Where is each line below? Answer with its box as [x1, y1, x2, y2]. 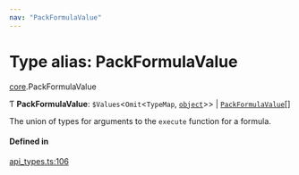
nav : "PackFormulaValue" [9, 12, 102, 22]
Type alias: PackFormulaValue [9, 51, 238, 71]
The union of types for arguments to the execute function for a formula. [9, 115, 271, 126]
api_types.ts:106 [9, 155, 70, 166]
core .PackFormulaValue [9, 81, 97, 92]
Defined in [9, 136, 49, 147]
